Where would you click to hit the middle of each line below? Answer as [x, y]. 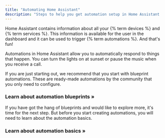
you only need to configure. [33, 84]
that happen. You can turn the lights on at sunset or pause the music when [81, 59]
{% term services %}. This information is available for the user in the [75, 34]
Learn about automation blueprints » [50, 97]
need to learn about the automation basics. [49, 118]
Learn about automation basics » [45, 131]
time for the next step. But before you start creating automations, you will [79, 113]
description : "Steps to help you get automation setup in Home [71, 14]
